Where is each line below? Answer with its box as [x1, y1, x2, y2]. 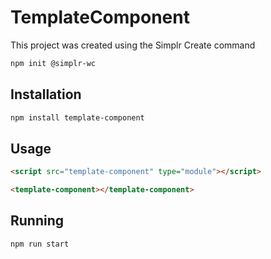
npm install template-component [10, 112, 145, 123]
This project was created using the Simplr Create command [10, 39, 256, 51]
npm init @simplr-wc [10, 58, 97, 68]
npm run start [10, 239, 70, 249]
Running [10, 212, 65, 230]
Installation [10, 86, 82, 103]
